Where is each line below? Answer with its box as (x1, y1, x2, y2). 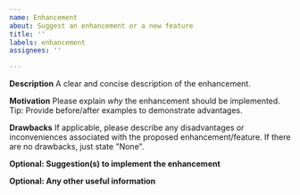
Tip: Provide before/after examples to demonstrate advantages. (9, 105, 243, 116)
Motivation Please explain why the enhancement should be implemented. (9, 95, 281, 107)
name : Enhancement (9, 12, 78, 22)
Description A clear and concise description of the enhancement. (9, 78, 252, 89)
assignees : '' (9, 46, 62, 55)
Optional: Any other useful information (9, 175, 156, 187)
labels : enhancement (9, 37, 87, 47)
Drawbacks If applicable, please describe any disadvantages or (9, 122, 245, 134)
